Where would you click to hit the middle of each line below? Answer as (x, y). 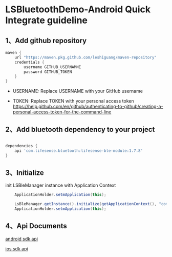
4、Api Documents (36, 226)
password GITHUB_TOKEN (48, 72)
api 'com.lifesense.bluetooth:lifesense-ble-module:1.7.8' (79, 151)
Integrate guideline (47, 20)
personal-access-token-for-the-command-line (62, 112)
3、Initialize (25, 173)
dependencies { (21, 146)
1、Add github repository (46, 40)
